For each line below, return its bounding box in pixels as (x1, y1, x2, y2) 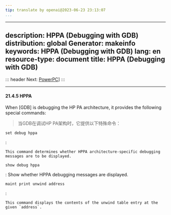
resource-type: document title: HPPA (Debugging (5, 55, 165, 64)
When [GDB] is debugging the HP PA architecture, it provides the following (5, 104, 162, 110)
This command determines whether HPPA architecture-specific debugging (5, 149, 160, 154)
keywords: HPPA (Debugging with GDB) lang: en (5, 47, 161, 56)
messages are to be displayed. (5, 153, 72, 158)
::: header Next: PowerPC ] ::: (5, 76, 65, 83)
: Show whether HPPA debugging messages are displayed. (5, 171, 129, 177)
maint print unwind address (5, 181, 65, 186)
